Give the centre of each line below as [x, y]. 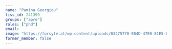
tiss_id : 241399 [23, 15]
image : [12, 34]
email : [12, 29]
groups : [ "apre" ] [24, 19]
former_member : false [28, 39]
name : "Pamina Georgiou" [32, 10]
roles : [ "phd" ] [21, 24]
